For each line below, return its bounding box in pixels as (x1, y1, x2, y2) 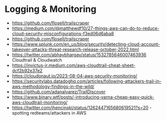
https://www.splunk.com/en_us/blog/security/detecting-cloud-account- (11, 41, 160, 47)
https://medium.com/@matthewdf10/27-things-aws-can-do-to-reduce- (11, 25, 159, 31)
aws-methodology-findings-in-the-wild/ (11, 83, 94, 89)
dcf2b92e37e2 (11, 67, 43, 73)
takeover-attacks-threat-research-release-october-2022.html (11, 46, 139, 52)
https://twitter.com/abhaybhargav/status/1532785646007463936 (11, 51, 147, 58)
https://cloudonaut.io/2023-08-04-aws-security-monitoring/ (11, 73, 137, 79)
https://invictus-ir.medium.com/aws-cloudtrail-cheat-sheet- (11, 62, 136, 68)
